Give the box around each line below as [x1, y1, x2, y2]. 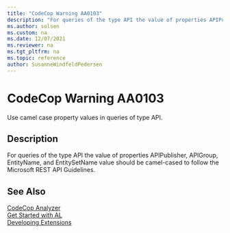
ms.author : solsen [7, 23, 60, 29]
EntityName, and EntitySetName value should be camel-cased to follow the [7, 158, 219, 167]
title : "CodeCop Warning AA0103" [7, 10, 103, 17]
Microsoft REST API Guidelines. [7, 166, 96, 174]
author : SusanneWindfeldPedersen [7, 61, 103, 68]
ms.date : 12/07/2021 [7, 36, 66, 42]
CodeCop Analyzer [7, 204, 61, 212]
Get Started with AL [7, 211, 63, 219]
